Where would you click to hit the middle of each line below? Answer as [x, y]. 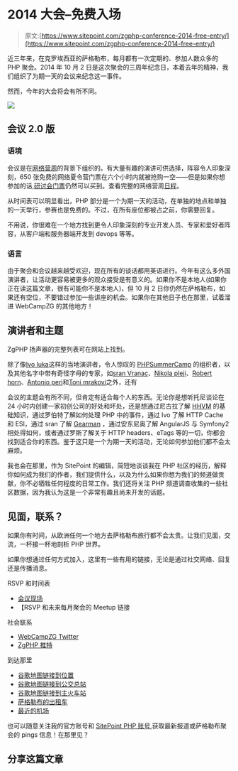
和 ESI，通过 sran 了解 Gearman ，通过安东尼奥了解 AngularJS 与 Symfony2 [118, 424]
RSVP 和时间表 [29, 583]
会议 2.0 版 [31, 129]
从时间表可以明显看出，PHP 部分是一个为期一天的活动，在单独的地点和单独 [117, 200]
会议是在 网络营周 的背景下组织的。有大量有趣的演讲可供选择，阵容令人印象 [116, 168]
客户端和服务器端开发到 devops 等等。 [82, 233]
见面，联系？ [35, 517]
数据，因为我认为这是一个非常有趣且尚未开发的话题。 [91, 492]
